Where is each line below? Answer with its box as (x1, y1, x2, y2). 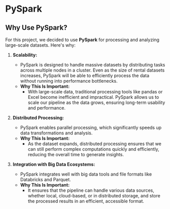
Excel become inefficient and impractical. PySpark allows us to (27, 94, 159, 100)
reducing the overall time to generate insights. (27, 152, 124, 157)
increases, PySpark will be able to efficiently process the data (20, 73, 150, 79)
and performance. (27, 105, 66, 111)
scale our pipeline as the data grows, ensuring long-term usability (27, 99, 165, 106)
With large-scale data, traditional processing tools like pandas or (27, 89, 163, 94)
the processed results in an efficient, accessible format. (27, 198, 145, 204)
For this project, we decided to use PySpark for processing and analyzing (5, 37, 160, 43)
